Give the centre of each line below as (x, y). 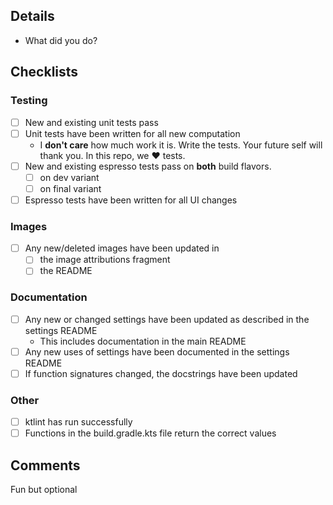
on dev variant (69, 177)
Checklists (44, 72)
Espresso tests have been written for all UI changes (131, 200)
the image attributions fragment (105, 260)
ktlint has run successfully (78, 422)
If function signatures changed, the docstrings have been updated (161, 373)
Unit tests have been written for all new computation (132, 133)
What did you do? (61, 40)
